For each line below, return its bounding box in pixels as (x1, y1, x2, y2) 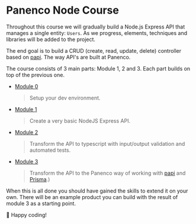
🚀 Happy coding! (6, 211, 47, 218)
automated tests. (29, 146, 71, 153)
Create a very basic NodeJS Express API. (29, 117, 131, 124)
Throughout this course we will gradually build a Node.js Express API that (6, 23, 185, 30)
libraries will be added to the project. (6, 36, 96, 43)
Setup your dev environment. (29, 94, 101, 101)
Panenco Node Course (6, 4, 120, 17)
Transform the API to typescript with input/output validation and (29, 140, 185, 147)
